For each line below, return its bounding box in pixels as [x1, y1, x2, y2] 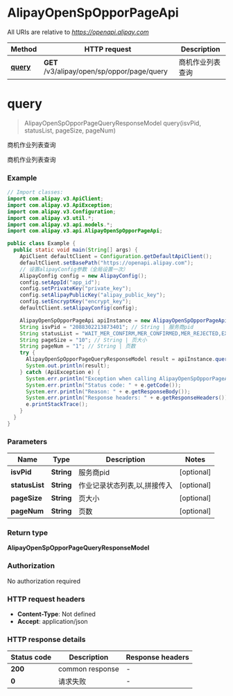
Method [10, 44, 37, 53]
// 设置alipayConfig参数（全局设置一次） [19, 266, 128, 273]
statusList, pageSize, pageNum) [24, 126, 116, 135]
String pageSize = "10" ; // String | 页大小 [19, 337, 148, 343]
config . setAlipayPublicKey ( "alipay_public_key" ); [19, 291, 166, 299]
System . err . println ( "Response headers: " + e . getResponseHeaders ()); [25, 394, 231, 402]
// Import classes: [7, 189, 64, 196]
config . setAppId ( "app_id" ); [19, 279, 101, 286]
